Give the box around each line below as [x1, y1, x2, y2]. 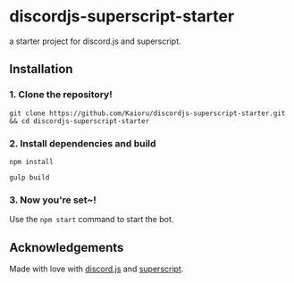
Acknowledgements [9, 239, 124, 255]
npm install [9, 157, 54, 166]
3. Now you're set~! [9, 194, 97, 206]
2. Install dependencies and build [9, 137, 156, 149]
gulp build [9, 172, 50, 182]
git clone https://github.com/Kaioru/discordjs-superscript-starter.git [9, 109, 286, 118]
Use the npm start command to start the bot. [9, 214, 174, 225]
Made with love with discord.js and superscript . [9, 263, 184, 274]
